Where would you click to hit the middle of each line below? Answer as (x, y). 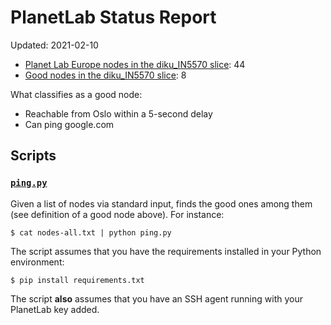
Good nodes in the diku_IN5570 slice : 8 (105, 75)
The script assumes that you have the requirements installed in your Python (166, 251)
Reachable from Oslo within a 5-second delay (118, 113)
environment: (37, 262)
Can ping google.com (69, 124)
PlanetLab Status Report (113, 17)
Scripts (33, 156)
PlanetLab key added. (55, 309)
